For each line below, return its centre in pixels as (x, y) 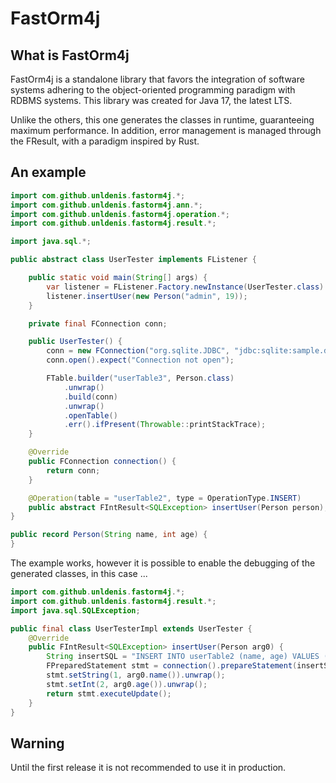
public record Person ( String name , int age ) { (109, 535)
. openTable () (90, 415)
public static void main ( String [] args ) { (118, 278)
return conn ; (73, 470)
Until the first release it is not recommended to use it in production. (148, 768)
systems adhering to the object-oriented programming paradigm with (153, 90)
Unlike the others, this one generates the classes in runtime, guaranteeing (162, 120)
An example (48, 172)
